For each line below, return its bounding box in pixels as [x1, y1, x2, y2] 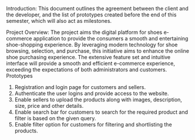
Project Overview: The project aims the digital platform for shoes [6, 29, 163, 36]
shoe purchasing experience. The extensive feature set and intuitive [6, 54, 171, 60]
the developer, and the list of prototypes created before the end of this [6, 11, 177, 18]
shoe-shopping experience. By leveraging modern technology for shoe [6, 41, 178, 48]
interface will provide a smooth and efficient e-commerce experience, [6, 60, 175, 67]
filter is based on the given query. [14, 115, 96, 122]
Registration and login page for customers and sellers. [14, 84, 146, 90]
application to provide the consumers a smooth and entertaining [33, 35, 189, 42]
